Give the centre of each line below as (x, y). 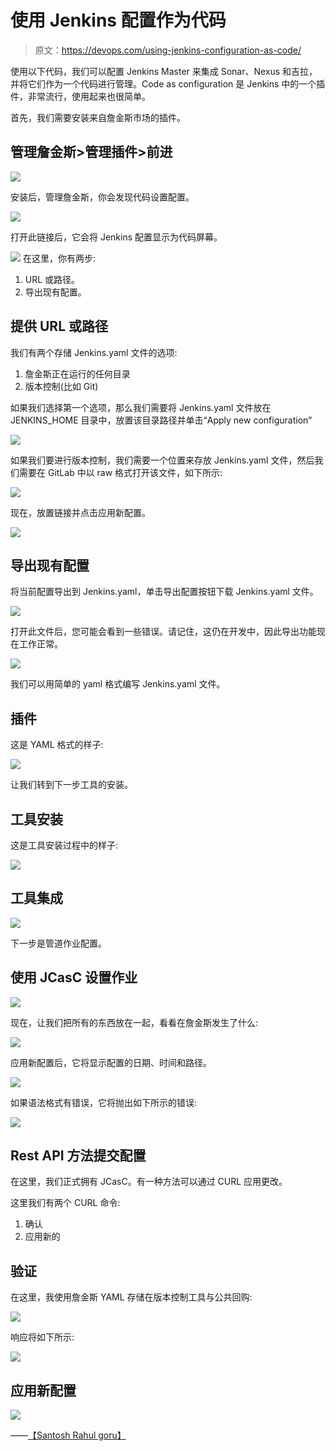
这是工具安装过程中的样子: (64, 845)
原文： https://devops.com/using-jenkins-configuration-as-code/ (168, 50)
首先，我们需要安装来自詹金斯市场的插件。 (98, 117)
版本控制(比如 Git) (61, 386)
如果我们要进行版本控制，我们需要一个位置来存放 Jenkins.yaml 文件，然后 (162, 460)
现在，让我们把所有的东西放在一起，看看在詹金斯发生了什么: (134, 1022)
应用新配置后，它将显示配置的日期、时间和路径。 (111, 1062)
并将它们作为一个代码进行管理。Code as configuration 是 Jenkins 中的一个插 (168, 83)
